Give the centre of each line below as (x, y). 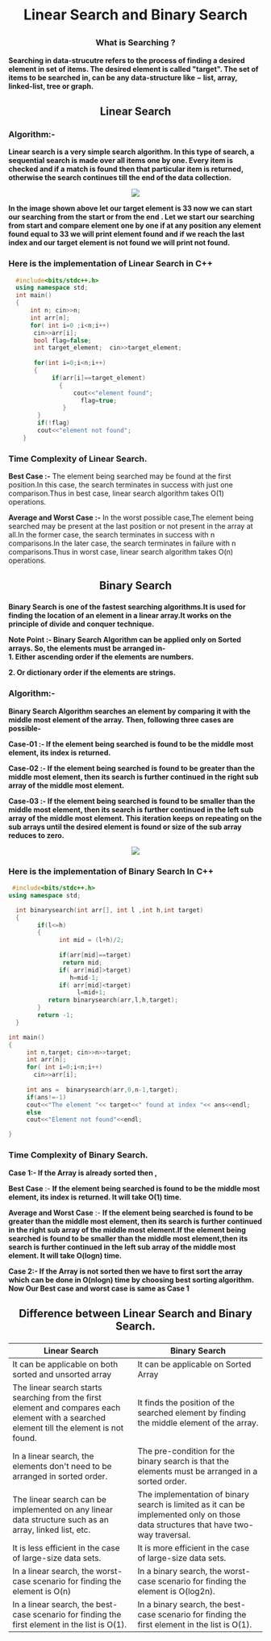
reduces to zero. (36, 835)
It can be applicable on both (65, 1364)
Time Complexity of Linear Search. (78, 458)
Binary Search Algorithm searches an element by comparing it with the (130, 711)
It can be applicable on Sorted (194, 1364)
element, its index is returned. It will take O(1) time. (95, 1197)
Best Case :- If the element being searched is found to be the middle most (134, 1188)
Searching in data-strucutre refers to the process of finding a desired (127, 60)
